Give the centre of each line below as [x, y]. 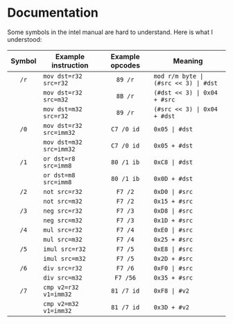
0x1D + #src [173, 220]
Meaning [188, 60]
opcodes [126, 65]
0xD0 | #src [173, 192]
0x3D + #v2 [171, 307]
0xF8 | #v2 [171, 291]
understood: [25, 39]
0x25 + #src [173, 239]
